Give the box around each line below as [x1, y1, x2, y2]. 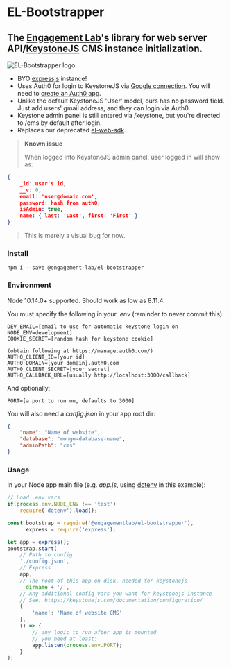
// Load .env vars [7, 494, 60, 502]
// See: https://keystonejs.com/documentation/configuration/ [19, 597, 203, 603]
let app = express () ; [7, 538, 70, 545]
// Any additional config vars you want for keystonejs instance [19, 590, 213, 597]
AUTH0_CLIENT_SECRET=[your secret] [7, 366, 110, 372]
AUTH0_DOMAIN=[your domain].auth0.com [7, 359, 119, 366]
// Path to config [19, 551, 73, 558]
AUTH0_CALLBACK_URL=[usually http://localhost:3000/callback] [7, 372, 191, 379]
